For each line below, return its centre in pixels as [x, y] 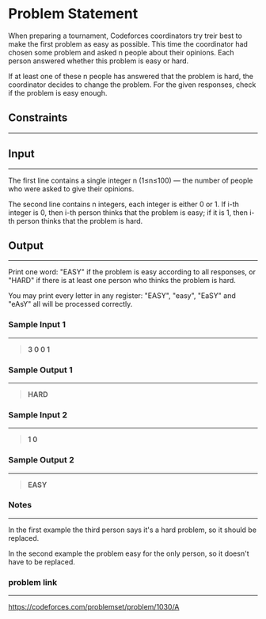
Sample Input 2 [38, 414]
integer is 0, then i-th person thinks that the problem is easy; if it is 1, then [128, 212]
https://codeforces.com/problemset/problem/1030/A [94, 607]
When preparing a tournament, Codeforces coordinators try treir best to [125, 36]
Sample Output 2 [41, 460]
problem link [33, 582]
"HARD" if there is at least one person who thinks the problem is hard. [122, 281]
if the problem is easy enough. [58, 92]
